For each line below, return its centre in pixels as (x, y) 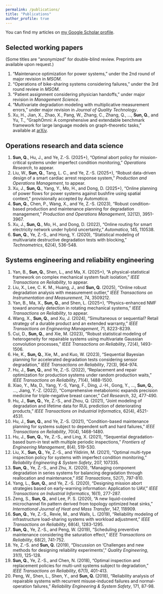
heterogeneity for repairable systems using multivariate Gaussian (78, 339)
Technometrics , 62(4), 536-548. (45, 245)
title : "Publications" (28, 14)
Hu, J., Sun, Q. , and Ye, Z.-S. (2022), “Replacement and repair (75, 369)
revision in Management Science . (46, 99)
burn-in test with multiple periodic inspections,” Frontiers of (86, 442)
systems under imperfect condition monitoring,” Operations (86, 162)
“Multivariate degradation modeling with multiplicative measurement (81, 105)
